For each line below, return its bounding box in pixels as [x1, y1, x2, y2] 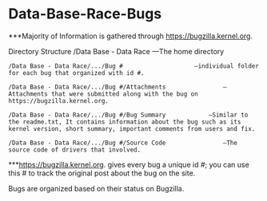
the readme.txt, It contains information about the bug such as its [8, 117, 241, 126]
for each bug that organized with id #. [8, 69, 145, 77]
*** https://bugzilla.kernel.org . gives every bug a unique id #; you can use [8, 160, 249, 169]
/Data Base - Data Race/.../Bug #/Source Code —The [8, 139, 238, 147]
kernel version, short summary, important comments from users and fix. [8, 124, 256, 132]
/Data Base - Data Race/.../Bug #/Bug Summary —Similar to [8, 111, 249, 119]
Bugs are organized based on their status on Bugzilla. [8, 183, 185, 193]
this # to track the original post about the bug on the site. [8, 168, 196, 178]
